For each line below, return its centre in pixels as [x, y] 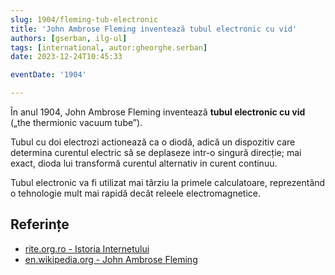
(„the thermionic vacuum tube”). [76, 122]
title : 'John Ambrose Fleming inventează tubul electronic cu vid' [154, 29]
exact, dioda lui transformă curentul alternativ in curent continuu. [144, 163]
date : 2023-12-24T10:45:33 [66, 57]
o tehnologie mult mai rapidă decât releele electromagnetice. [136, 193]
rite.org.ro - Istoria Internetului [87, 248]
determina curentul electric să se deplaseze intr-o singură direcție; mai [156, 152]
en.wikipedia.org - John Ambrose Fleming [111, 259]
